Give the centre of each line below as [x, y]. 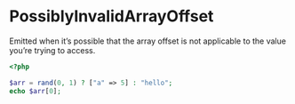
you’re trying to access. [52, 50]
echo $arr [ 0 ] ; [36, 91]
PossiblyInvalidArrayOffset [112, 16]
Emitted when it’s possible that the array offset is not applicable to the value [148, 41]
